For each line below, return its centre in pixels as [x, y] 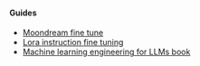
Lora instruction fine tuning [73, 42]
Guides [24, 13]
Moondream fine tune [63, 33]
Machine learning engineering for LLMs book [106, 52]
